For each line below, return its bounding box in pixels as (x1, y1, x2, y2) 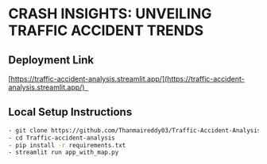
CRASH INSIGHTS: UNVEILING (8, 5, 212, 23)
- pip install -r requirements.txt (8, 141, 126, 149)
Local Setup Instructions (8, 105, 133, 119)
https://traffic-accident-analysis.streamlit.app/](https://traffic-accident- (10, 74, 245, 83)
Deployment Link (8, 53, 94, 67)
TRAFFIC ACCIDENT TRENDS (8, 21, 204, 40)
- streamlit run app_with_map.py (8, 148, 119, 157)
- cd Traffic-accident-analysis (8, 134, 115, 142)
